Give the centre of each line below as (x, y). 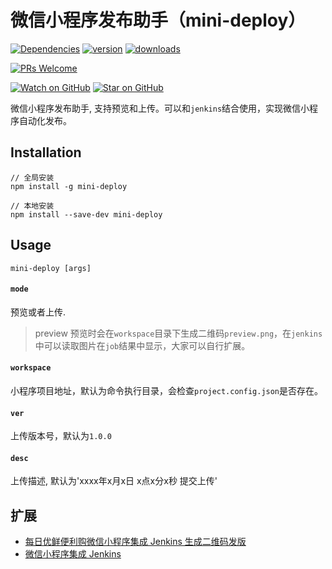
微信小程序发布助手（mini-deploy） (158, 20)
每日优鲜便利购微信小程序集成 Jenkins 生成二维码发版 (135, 542)
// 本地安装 (32, 206)
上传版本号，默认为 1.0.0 (61, 436)
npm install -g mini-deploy (69, 186)
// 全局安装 (32, 177)
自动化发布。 (45, 120)
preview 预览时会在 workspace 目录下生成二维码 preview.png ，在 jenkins (178, 333)
